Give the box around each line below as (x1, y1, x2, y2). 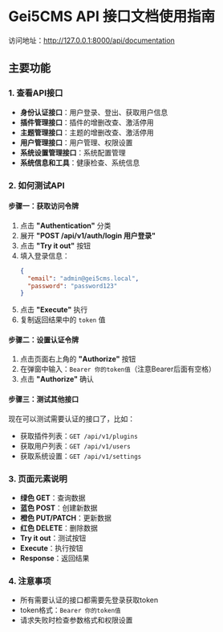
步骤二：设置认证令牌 (8, 335, 79, 345)
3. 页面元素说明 (8, 473, 68, 484)
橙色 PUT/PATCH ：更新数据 (19, 513, 112, 523)
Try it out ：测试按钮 (19, 533, 87, 543)
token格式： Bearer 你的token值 (19, 605, 122, 615)
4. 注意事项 (8, 575, 51, 586)
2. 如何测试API (8, 180, 65, 191)
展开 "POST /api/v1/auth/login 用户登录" (19, 230, 156, 240)
